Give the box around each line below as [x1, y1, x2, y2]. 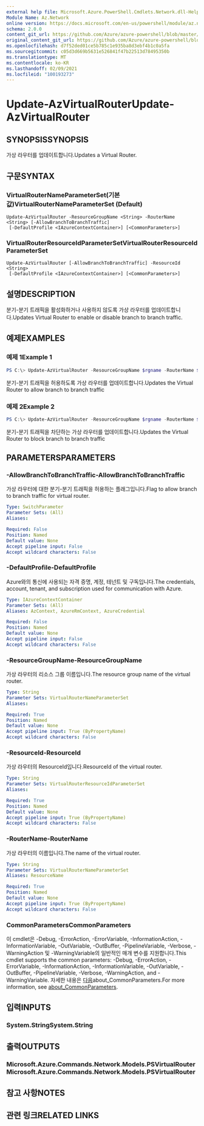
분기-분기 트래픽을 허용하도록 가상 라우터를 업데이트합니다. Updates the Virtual [6, 379, 194, 386]
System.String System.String [6, 1021, 93, 1029]
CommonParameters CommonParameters [6, 920, 132, 929]
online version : [6, 20, 47, 26]
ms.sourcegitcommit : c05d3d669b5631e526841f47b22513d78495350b [6, 49, 170, 55]
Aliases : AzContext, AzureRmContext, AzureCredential [6, 608, 146, 614]
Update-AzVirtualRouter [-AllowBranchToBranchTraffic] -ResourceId [6, 260, 181, 267]
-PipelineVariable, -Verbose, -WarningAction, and [33, 969, 157, 976]
